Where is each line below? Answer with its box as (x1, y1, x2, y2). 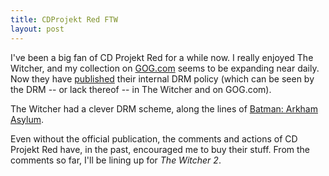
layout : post (10, 24, 65, 34)
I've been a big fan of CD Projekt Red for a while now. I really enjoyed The (10, 51, 314, 63)
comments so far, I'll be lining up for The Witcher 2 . (10, 154, 222, 166)
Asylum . (10, 113, 44, 125)
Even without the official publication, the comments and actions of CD (10, 132, 298, 145)
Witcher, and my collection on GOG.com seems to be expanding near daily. (10, 62, 320, 74)
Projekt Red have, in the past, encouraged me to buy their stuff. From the (10, 143, 310, 155)
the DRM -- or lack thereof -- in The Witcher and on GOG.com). (10, 83, 272, 95)
